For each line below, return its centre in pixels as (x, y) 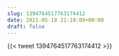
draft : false (26, 26)
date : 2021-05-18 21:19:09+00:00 (56, 20)
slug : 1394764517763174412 (46, 13)
